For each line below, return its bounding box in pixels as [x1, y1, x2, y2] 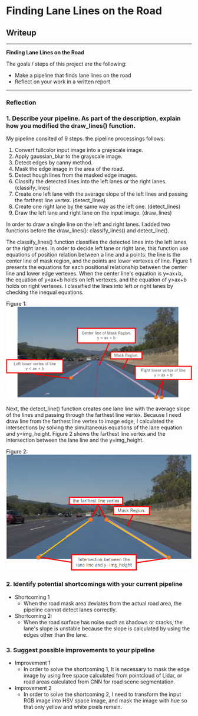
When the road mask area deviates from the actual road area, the [23, 600, 182, 607]
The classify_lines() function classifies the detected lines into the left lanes [6, 238, 187, 246]
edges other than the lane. [23, 631, 88, 638]
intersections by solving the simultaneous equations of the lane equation [6, 424, 183, 431]
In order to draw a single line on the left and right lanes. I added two [6, 221, 171, 228]
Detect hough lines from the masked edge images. [14, 171, 137, 179]
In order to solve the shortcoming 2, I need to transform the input [23, 691, 181, 698]
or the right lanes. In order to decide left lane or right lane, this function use [6, 245, 189, 252]
